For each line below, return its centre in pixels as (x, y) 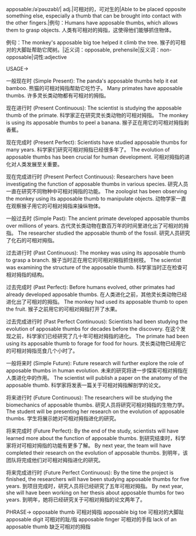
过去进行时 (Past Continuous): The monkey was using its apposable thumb (96, 253)
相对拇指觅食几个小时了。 (47, 351)
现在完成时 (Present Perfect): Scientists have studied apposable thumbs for (97, 142)
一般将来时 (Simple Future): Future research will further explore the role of (95, 363)
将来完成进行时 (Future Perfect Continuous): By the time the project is (90, 473)
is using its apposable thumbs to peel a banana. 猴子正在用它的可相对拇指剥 (97, 123)
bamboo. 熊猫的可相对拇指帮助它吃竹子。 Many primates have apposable (94, 88)
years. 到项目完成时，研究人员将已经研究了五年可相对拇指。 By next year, (95, 486)
